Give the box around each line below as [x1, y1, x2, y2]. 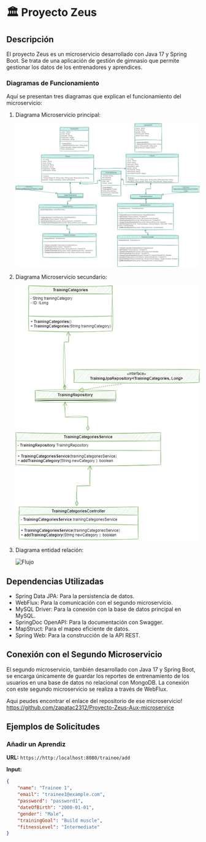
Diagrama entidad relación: [15, 546, 84, 554]
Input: [6, 766, 22, 773]
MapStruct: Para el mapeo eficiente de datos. [15, 625, 130, 632]
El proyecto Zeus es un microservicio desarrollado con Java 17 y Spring [6, 50, 187, 58]
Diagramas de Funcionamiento [6, 79, 99, 87]
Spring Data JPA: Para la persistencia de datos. [15, 592, 135, 600]
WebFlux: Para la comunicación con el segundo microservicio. [15, 599, 173, 606]
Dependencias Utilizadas [6, 576, 104, 586]
